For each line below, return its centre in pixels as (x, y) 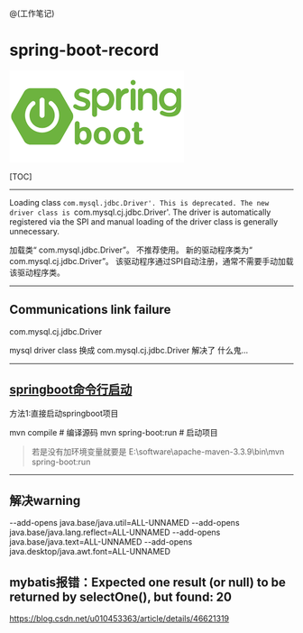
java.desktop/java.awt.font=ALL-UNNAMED (90, 552)
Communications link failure (90, 310)
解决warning (45, 500)
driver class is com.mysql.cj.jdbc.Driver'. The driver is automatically (140, 212)
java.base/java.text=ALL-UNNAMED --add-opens (101, 542)
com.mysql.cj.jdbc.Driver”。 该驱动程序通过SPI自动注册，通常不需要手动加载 (151, 261)
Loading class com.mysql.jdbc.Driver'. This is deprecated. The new (139, 202)
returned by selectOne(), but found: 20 (121, 596)
